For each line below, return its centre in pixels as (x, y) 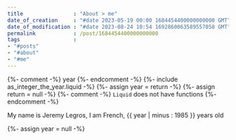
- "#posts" (23, 46)
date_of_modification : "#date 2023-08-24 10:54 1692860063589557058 (111, 27)
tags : (42, 40)
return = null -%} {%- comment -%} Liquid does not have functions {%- (112, 94)
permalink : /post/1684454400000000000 (83, 33)
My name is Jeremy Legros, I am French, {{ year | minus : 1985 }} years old (116, 115)
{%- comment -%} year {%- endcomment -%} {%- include (93, 79)
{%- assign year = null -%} (46, 128)
